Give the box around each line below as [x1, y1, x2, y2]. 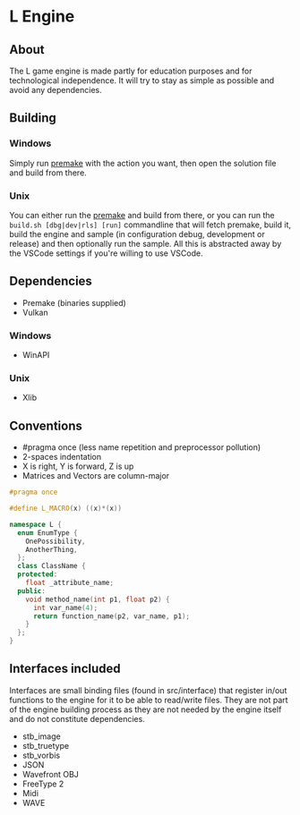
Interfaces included [9, 661, 121, 676]
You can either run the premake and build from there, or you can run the [9, 209, 275, 220]
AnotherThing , [25, 545, 78, 554]
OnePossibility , [25, 537, 87, 546]
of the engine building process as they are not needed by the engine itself [9, 704, 282, 715]
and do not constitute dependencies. [9, 713, 145, 724]
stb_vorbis [21, 750, 61, 760]
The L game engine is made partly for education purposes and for [9, 65, 253, 76]
